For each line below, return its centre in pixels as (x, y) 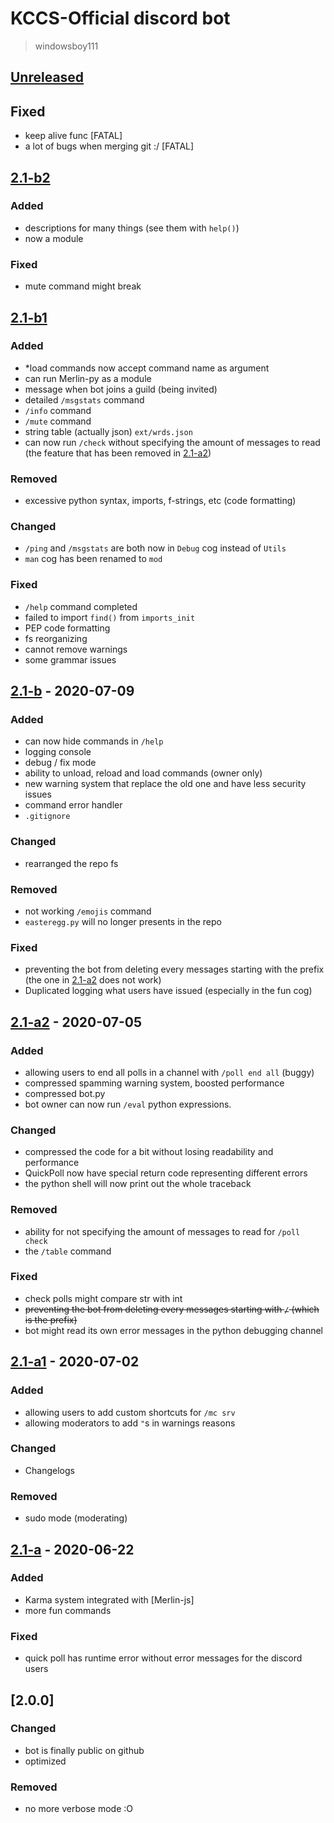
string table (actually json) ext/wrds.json (108, 431)
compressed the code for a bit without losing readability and (149, 1152)
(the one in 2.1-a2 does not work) (93, 980)
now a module (54, 238)
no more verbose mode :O (78, 1809)
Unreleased (47, 77)
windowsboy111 (66, 46)
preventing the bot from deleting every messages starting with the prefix (174, 969)
